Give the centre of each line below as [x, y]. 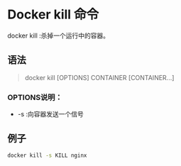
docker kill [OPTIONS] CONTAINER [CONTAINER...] [99, 77]
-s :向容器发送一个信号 [50, 114]
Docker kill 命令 [53, 15]
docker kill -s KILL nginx [47, 155]
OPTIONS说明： [35, 97]
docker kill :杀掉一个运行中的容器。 [59, 35]
